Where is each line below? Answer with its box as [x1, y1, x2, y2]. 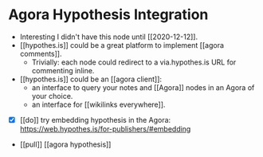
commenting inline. [31, 65, 95, 75]
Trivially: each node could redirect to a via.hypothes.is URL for [31, 57, 237, 67]
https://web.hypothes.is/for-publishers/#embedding [19, 124, 191, 133]
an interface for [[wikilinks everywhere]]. [31, 100, 166, 109]
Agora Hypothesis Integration [8, 6, 209, 24]
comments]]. [19, 49, 62, 58]
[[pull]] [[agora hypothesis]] [19, 139, 112, 149]
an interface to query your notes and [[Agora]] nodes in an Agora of [31, 82, 255, 92]
